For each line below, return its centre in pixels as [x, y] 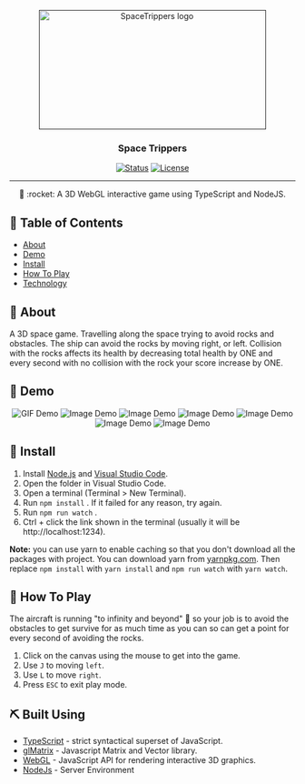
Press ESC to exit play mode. [75, 685]
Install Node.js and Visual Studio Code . [95, 473]
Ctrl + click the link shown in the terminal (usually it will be [131, 522]
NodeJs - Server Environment [78, 770]
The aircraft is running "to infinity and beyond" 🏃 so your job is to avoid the [149, 618]
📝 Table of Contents [66, 222]
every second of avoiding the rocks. [77, 638]
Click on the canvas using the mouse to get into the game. [131, 656]
